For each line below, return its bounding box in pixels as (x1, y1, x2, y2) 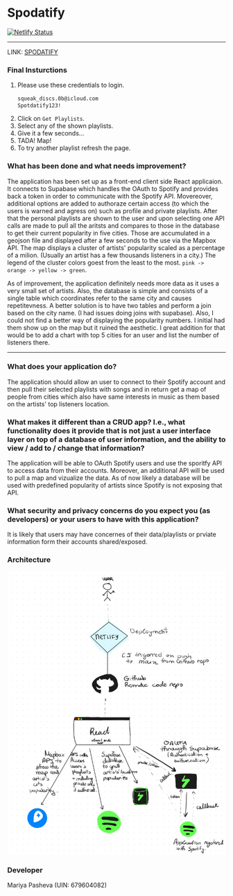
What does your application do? (7, 362, 117, 372)
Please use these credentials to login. (17, 81, 125, 90)
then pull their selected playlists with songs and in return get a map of (7, 385, 207, 393)
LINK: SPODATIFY (7, 47, 58, 56)
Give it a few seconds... (17, 129, 85, 138)
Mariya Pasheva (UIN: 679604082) (7, 881, 107, 890)
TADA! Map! (17, 137, 52, 145)
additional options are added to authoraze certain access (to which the (7, 199, 209, 208)
